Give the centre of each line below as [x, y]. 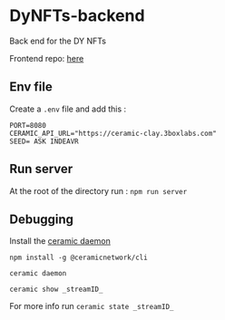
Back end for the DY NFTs [58, 41]
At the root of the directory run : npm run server [98, 190]
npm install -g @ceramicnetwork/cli [78, 258]
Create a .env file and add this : [68, 109]
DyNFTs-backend [77, 16]
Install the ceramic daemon [60, 241]
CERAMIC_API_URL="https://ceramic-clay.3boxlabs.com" [113, 133]
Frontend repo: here [47, 58]
